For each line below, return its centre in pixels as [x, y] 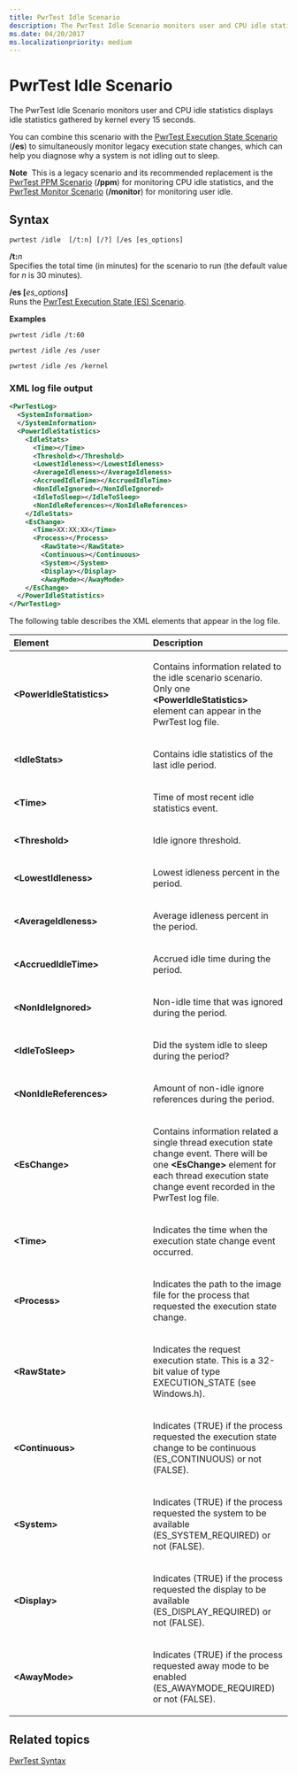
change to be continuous [205, 1448]
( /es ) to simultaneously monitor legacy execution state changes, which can [146, 146]
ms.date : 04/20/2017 [47, 34]
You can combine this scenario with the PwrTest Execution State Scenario [144, 137]
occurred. [173, 1252]
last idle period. [185, 765]
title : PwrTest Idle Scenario [65, 17]
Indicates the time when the [210, 1230]
